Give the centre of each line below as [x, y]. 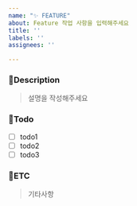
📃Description [34, 80]
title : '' [25, 30]
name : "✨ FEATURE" [39, 16]
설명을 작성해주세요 [58, 98]
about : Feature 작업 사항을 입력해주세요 [69, 23]
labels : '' [26, 38]
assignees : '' [32, 45]
